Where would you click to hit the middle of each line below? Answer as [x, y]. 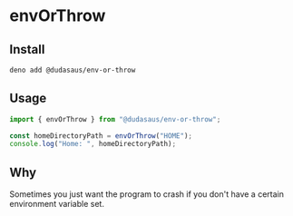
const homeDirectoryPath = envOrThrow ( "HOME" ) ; [101, 136]
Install [27, 49]
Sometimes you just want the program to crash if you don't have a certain [146, 194]
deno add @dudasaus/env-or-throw [73, 70]
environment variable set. [57, 204]
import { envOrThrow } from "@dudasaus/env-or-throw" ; [115, 119]
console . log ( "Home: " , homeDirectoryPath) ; [93, 144]
